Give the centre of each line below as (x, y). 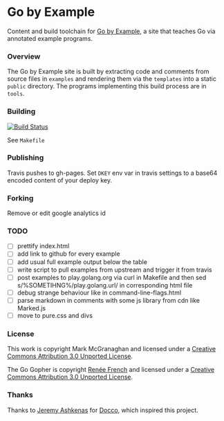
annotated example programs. (50, 38)
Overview (24, 56)
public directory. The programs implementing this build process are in (107, 86)
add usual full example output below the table (82, 262)
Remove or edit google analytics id (56, 213)
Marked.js (31, 308)
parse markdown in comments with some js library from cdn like (109, 300)
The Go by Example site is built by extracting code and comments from (108, 72)
